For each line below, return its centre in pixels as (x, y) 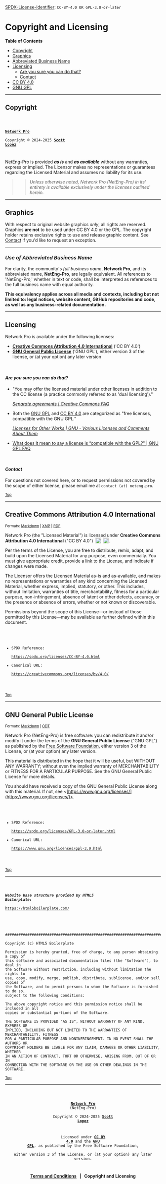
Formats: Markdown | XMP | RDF (33, 526)
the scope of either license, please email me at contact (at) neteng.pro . (79, 485)
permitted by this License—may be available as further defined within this (80, 617)
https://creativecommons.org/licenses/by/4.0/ (60, 674)
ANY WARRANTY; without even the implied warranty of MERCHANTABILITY (82, 766)
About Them (25, 433)
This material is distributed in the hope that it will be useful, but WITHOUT (80, 761)
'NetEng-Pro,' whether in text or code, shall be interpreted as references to (81, 279)
